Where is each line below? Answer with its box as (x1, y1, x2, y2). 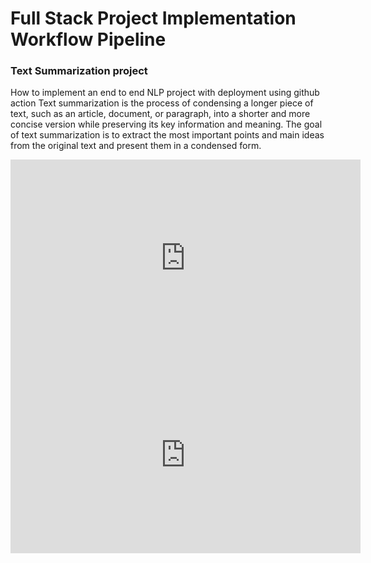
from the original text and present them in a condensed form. (10, 140, 262, 152)
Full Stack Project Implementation (10, 7, 297, 30)
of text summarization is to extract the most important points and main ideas (10, 129, 325, 141)
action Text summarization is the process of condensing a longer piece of (10, 97, 314, 109)
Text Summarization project (10, 64, 148, 78)
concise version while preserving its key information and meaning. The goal (10, 118, 323, 131)
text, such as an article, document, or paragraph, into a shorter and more (10, 108, 311, 120)
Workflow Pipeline (10, 28, 167, 51)
